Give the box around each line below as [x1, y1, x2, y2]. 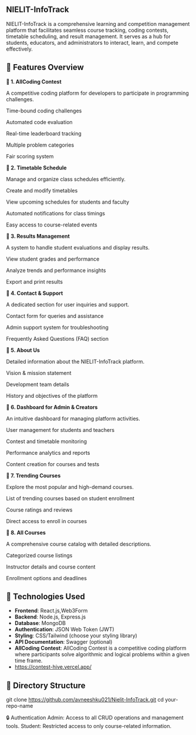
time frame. [14, 657, 43, 664]
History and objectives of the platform [6, 392, 98, 399]
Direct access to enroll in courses [6, 517, 87, 524]
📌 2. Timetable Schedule [6, 164, 67, 171]
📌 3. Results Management [6, 232, 70, 240]
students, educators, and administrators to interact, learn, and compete [6, 39, 179, 46]
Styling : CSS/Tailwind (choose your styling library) [14, 632, 138, 639]
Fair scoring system [6, 152, 54, 159]
